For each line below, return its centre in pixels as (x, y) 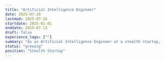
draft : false (19, 32)
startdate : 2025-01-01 (28, 23)
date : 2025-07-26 (23, 14)
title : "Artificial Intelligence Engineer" (51, 10)
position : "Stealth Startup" (35, 51)
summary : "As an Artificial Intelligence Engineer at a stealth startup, (83, 42)
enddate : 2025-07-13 (27, 28)
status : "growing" (24, 46)
